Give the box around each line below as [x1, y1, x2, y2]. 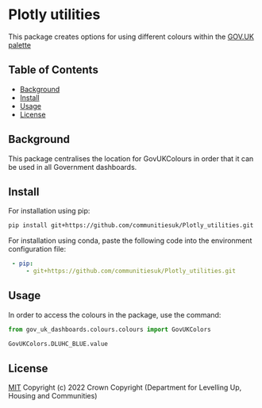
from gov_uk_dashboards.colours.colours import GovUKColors [8, 325, 212, 333]
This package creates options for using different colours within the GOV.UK [8, 32, 254, 41]
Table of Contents [8, 64, 99, 77]
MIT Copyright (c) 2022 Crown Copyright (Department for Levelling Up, [8, 383, 242, 392]
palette [8, 40, 32, 49]
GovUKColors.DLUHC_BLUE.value [8, 340, 109, 348]
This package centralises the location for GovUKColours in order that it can [8, 153, 254, 164]
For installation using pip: [8, 206, 91, 216]
